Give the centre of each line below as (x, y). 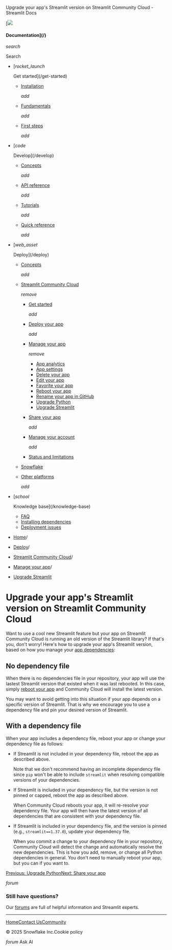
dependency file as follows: (35, 744)
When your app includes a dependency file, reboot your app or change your (86, 738)
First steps (32, 126)
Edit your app (50, 380)
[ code (19, 146)
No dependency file (38, 666)
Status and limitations (51, 457)
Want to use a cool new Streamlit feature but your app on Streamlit (76, 634)
